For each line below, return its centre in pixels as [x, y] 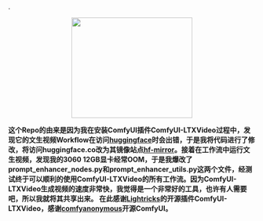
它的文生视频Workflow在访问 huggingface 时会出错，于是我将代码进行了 [131, 140]
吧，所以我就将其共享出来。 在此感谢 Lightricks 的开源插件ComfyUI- [118, 199]
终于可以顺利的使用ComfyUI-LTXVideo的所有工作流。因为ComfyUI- [126, 179]
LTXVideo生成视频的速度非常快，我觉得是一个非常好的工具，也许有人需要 [128, 189]
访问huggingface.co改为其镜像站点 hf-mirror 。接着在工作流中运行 [136, 150]
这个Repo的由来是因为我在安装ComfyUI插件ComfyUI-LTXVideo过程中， [126, 130]
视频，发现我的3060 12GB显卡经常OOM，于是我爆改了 [104, 159]
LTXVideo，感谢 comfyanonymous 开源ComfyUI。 [90, 208]
